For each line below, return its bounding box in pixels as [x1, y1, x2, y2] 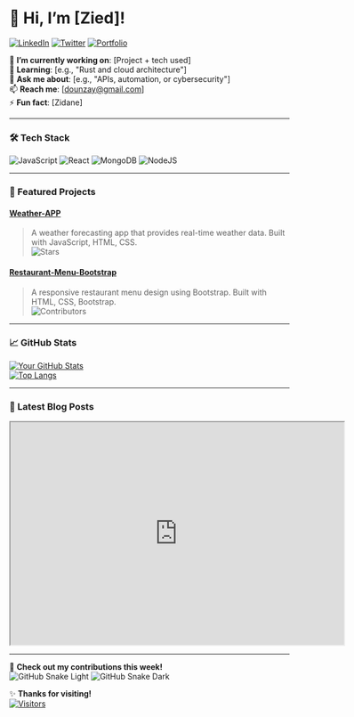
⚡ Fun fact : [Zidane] [9, 97, 83, 108]
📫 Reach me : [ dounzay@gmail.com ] [9, 84, 145, 94]
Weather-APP [9, 208, 61, 218]
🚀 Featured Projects [9, 186, 96, 199]
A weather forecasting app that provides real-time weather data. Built [30, 227, 286, 239]
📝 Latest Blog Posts [9, 400, 95, 412]
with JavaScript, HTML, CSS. [30, 237, 138, 248]
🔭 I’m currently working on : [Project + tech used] [9, 54, 191, 65]
